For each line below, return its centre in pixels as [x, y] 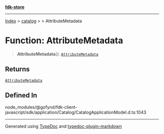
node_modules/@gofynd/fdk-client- [41, 107]
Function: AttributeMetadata [64, 41]
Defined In [21, 95]
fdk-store [15, 7]
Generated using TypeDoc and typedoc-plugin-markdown [63, 126]
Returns [18, 69]
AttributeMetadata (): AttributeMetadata [58, 54]
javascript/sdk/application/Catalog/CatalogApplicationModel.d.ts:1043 [76, 112]
